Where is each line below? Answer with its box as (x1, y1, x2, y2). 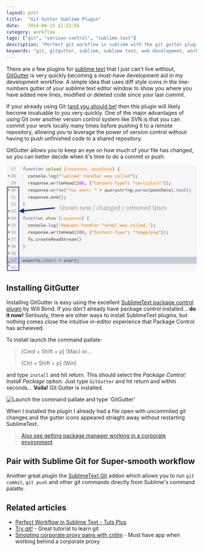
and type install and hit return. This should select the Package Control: (6, 372, 186, 379)
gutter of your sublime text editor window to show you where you (30, 85, 192, 92)
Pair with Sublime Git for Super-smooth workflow (6, 456, 195, 466)
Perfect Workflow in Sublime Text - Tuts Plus (14, 518, 127, 526)
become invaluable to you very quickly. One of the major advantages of (6, 109, 184, 116)
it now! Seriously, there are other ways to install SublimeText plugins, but (6, 312, 188, 319)
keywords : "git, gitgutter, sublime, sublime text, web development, (6, 48, 185, 54)
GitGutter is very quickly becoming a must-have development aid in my (6, 71, 183, 79)
